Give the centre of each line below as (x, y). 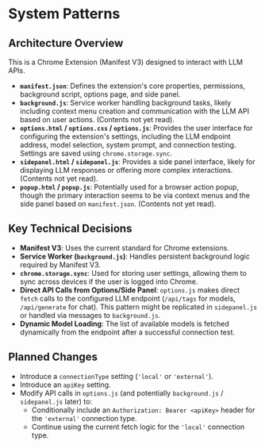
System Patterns (64, 14)
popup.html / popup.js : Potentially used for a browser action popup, (129, 187)
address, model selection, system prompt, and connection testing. (128, 145)
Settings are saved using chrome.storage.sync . (96, 153)
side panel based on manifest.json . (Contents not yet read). (118, 204)
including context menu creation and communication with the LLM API (134, 111)
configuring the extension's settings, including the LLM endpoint (125, 136)
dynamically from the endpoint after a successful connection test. (127, 332)
